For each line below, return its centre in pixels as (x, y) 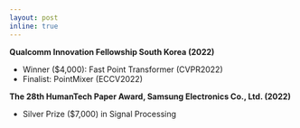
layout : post (34, 18)
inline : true (34, 26)
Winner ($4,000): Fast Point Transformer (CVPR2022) (122, 69)
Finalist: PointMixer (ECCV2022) (82, 78)
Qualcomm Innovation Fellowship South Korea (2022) (112, 51)
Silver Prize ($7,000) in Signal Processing (99, 114)
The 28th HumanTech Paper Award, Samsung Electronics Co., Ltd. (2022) (150, 96)
